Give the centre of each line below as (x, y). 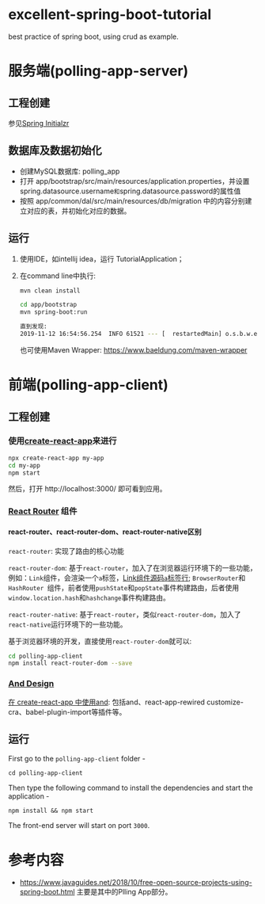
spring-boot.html (47, 892)
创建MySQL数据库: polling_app (70, 171)
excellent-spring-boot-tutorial (110, 15)
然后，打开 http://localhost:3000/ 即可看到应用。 (88, 489)
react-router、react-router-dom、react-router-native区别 (105, 532)
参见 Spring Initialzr (39, 123)
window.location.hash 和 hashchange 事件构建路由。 (89, 597)
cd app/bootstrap (48, 305)
